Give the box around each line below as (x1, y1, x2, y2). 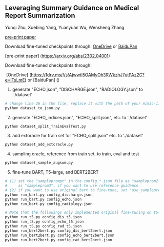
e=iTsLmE (5, 77, 25, 82)
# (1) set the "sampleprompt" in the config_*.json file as (5, 179, 130, 184)
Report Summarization (5, 12, 76, 20)
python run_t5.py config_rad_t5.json (5, 224, 82, 229)
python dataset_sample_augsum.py (5, 161, 73, 165)
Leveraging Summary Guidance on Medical (5, 4, 139, 12)
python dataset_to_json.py (5, 105, 60, 110)
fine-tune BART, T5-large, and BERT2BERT (12, 169, 99, 175)
